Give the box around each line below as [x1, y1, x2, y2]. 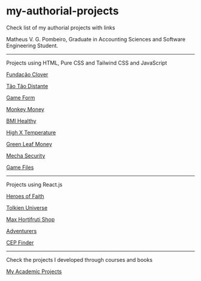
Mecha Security [6, 152, 45, 159]
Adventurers [6, 227, 37, 234]
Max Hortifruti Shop [6, 216, 55, 223]
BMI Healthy [6, 117, 37, 124]
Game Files [6, 164, 34, 171]
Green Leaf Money [6, 140, 53, 147]
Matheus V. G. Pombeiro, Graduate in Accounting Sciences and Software [6, 35, 186, 43]
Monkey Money [6, 105, 45, 113]
